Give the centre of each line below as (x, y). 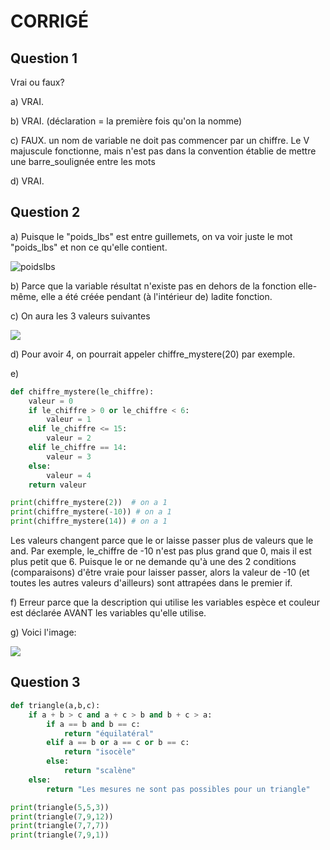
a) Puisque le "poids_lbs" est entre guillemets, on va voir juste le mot (151, 236)
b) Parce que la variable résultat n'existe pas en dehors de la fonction (153, 286)
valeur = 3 (69, 456)
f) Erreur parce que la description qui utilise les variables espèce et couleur (165, 602)
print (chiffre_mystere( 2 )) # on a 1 (89, 503)
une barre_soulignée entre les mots (83, 161)
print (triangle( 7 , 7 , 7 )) (60, 826)
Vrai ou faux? (37, 82)
